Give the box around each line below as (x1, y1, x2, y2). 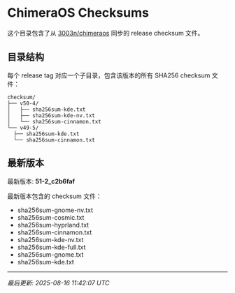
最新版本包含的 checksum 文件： (7, 192, 102, 200)
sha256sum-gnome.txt (17, 250, 84, 259)
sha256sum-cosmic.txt (17, 213, 85, 221)
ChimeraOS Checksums (7, 5, 149, 21)
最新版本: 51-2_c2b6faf (7, 176, 76, 186)
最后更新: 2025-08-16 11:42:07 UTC (7, 278, 110, 287)
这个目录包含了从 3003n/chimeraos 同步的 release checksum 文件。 (7, 29, 204, 37)
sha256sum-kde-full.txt (17, 243, 86, 251)
